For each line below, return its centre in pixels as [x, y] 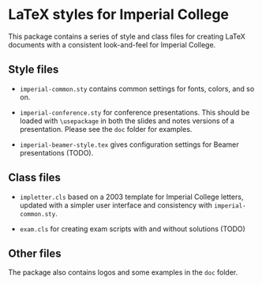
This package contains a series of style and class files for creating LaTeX [127, 36]
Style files [34, 70]
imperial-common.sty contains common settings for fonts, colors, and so [137, 88]
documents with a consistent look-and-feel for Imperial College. [112, 44]
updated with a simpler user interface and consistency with [116, 205]
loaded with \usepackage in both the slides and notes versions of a [127, 121]
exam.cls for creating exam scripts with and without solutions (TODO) [133, 229]
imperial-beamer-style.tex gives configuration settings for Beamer [129, 144]
